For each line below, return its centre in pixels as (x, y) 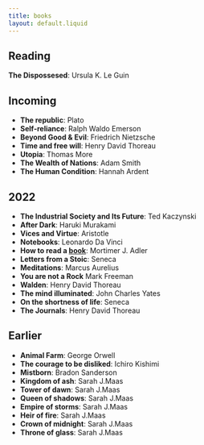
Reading (29, 56)
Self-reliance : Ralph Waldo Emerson (80, 129)
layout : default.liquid (48, 23)
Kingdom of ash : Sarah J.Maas (71, 381)
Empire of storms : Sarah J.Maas (74, 406)
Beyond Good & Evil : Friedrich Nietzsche (88, 137)
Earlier (25, 336)
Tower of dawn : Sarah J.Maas (70, 389)
